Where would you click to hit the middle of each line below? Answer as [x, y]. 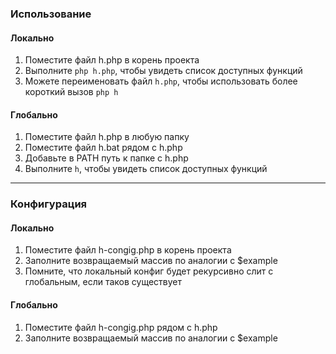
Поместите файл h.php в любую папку [107, 137]
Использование [51, 14]
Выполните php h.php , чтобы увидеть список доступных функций [163, 71]
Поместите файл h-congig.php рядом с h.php [121, 327]
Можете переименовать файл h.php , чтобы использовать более [161, 81]
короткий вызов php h [71, 92]
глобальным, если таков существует [103, 282]
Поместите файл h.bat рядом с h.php [103, 148]
